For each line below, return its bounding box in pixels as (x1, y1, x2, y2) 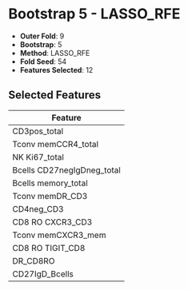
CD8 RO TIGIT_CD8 (12, 242, 86, 253)
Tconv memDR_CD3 (12, 190, 88, 201)
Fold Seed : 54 (19, 57, 67, 66)
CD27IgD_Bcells (12, 268, 74, 280)
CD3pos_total (12, 125, 64, 137)
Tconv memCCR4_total (12, 138, 98, 149)
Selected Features (8, 89, 102, 102)
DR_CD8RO (12, 255, 55, 266)
